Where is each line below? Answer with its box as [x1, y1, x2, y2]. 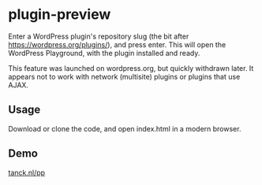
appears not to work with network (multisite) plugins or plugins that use [8, 72, 241, 81]
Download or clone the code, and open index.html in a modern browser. [8, 124, 241, 133]
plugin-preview [8, 6, 111, 24]
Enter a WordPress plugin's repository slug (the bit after [8, 31, 189, 41]
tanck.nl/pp [8, 168, 46, 177]
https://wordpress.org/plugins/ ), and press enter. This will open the [8, 39, 226, 49]
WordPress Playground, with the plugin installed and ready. [8, 48, 200, 57]
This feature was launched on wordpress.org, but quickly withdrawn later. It [8, 63, 254, 72]
